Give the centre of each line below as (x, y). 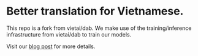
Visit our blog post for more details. (51, 46)
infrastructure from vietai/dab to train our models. (69, 34)
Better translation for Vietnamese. (95, 11)
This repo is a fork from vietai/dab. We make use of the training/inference (99, 28)
